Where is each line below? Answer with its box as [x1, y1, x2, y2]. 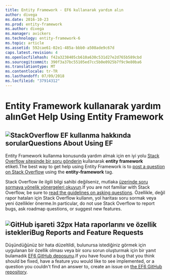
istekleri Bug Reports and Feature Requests [5, 228, 144, 237]
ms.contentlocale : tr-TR [5, 69, 58, 74]
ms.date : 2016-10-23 [5, 17, 49, 22]
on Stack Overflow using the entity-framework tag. [5, 169, 113, 175]
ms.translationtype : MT [5, 64, 56, 69]
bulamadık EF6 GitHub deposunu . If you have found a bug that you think [5, 253, 155, 259]
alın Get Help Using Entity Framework [5, 111, 164, 122]
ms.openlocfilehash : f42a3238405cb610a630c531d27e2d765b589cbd [5, 54, 142, 60]
